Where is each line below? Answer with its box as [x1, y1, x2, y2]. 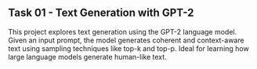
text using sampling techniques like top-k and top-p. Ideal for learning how [8, 43, 249, 53]
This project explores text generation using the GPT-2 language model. [8, 27, 237, 36]
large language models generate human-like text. [8, 52, 167, 61]
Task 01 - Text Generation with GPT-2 [8, 6, 194, 20]
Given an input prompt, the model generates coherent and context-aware [8, 35, 244, 45]
